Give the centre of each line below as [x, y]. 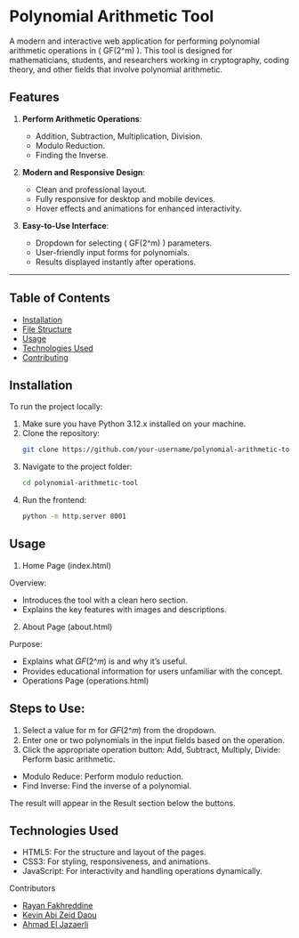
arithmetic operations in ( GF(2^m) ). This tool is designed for [121, 50]
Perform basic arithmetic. [69, 759]
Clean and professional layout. [91, 190]
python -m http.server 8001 [74, 517]
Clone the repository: [61, 433]
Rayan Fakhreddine [57, 906]
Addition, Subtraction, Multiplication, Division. [119, 136]
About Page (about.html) [67, 627]
